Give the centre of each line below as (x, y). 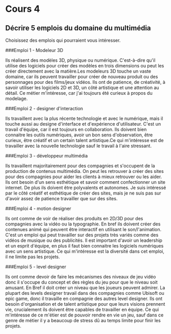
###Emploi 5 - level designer (36, 267)
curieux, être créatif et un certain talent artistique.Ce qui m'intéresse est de (84, 140)
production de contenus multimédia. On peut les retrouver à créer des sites (84, 171)
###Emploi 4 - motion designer (38, 208)
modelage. (17, 99)
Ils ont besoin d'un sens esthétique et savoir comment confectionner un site (85, 182)
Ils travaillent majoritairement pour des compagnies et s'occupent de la (80, 166)
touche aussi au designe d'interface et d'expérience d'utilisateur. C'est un (83, 124)
